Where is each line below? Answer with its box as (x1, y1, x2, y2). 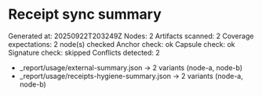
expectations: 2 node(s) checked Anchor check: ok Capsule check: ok (8, 39, 235, 48)
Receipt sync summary (8, 5, 162, 23)
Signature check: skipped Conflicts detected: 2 (8, 48, 161, 57)
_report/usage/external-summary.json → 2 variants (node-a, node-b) (19, 62, 243, 72)
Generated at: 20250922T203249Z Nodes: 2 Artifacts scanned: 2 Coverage (8, 31, 254, 41)
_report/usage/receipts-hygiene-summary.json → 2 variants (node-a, (19, 71, 243, 80)
